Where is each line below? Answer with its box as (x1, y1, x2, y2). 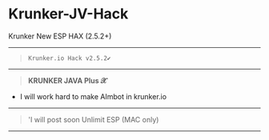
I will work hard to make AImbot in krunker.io (19, 91, 167, 101)
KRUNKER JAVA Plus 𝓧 (27, 75, 106, 85)
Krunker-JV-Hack (8, 5, 129, 23)
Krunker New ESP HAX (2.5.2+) (8, 31, 112, 41)
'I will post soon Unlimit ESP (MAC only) (27, 114, 159, 124)
